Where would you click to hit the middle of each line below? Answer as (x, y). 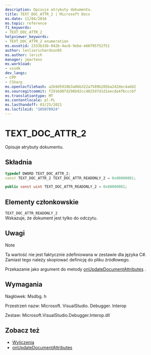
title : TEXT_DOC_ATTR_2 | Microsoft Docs (48, 14)
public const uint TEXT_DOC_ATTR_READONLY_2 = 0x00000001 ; (66, 187)
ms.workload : (18, 64)
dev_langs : (16, 73)
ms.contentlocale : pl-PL (30, 100)
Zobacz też (22, 330)
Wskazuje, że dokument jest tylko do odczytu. (51, 218)
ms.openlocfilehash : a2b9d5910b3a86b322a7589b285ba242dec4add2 (71, 87)
